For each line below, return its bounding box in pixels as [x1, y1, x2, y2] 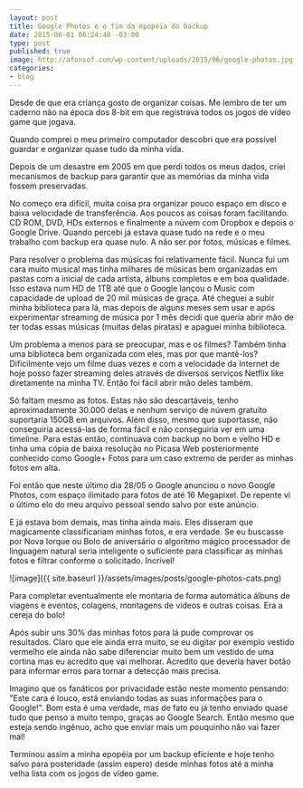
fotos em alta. [9, 462, 61, 473]
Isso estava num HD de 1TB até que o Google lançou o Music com [9, 283, 255, 293]
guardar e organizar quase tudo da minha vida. [9, 143, 184, 154]
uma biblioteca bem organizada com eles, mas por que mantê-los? [9, 348, 259, 359]
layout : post [9, 13, 59, 23]
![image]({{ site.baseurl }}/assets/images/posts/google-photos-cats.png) [9, 572, 282, 583]
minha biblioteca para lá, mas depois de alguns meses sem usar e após [9, 302, 276, 312]
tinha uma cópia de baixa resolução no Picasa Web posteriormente [9, 443, 260, 454]
